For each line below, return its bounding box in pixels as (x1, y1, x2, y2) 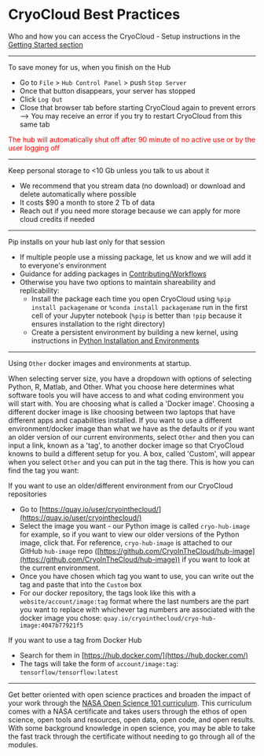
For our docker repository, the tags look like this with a (19, 588, 196, 597)
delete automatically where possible (19, 189, 137, 198)
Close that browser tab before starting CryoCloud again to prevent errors (19, 102, 256, 112)
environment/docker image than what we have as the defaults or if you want (8, 423, 255, 433)
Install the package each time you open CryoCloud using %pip (31, 293, 232, 304)
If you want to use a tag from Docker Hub (8, 635, 142, 644)
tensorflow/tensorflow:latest (19, 669, 119, 677)
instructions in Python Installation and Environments (31, 336, 200, 345)
